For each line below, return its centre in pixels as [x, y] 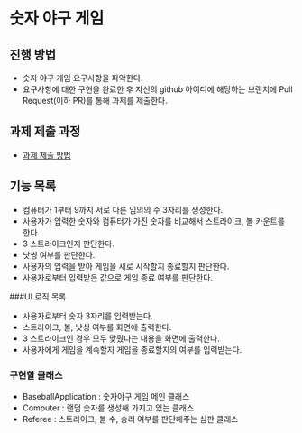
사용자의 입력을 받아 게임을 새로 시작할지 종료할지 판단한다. [126, 266]
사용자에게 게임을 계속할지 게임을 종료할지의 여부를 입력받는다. [132, 349]
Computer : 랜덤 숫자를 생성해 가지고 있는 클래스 [108, 408]
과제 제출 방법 [46, 155]
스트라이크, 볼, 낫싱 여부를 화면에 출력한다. [97, 327]
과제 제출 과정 [45, 132]
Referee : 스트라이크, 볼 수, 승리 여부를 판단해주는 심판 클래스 [130, 419]
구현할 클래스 [36, 375]
